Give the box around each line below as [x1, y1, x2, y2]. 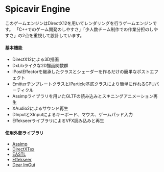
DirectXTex [12, 146, 35, 152]
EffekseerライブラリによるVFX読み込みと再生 [12, 118, 104, 123]
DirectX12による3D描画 [12, 56, 59, 62]
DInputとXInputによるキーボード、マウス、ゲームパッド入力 [12, 112, 133, 118]
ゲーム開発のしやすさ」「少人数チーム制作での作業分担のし [36, 26, 154, 32]
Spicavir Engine [5, 3, 70, 15]
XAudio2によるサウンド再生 [12, 105, 69, 111]
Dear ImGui [12, 162, 35, 168]
